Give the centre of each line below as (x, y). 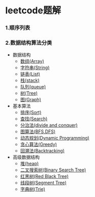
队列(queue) (33, 87)
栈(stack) (30, 80)
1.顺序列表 (18, 28)
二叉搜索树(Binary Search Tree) (53, 170)
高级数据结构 (26, 157)
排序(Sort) (31, 113)
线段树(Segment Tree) (43, 183)
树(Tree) (29, 93)
